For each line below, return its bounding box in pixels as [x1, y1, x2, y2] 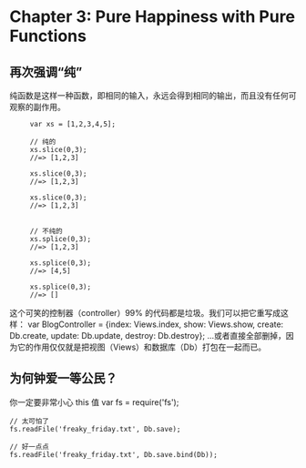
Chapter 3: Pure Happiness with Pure [9, 6, 296, 27]
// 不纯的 [29, 227, 63, 236]
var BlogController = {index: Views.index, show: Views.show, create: [26, 319, 284, 330]
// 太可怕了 [9, 416, 50, 425]
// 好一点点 [9, 442, 50, 452]
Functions [9, 25, 87, 46]
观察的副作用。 [9, 102, 66, 112]
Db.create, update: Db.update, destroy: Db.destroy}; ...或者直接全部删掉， [9, 331, 287, 341]
